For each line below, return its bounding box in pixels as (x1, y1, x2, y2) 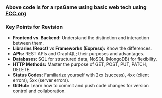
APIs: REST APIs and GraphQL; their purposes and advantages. (12, 51, 145, 57)
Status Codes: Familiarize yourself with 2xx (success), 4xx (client (12, 72, 149, 78)
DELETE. (12, 67, 31, 73)
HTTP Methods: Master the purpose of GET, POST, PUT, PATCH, (12, 61, 147, 67)
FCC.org (5, 10, 26, 17)
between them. (12, 40, 44, 46)
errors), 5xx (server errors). (12, 77, 70, 83)
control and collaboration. (12, 88, 66, 94)
